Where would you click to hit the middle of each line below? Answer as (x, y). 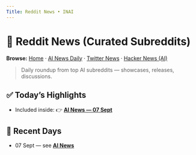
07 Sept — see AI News (44, 145)
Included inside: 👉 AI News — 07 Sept (63, 110)
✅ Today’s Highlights (46, 95)
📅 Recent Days (34, 131)
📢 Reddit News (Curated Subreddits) (99, 41)
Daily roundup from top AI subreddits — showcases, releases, (97, 70)
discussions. (36, 76)
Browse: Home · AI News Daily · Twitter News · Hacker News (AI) (87, 58)
